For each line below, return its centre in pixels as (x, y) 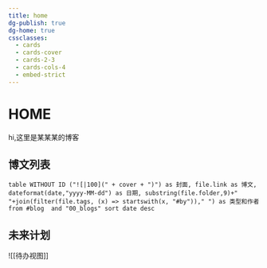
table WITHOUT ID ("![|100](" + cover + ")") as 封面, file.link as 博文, (133, 185)
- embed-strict (41, 75)
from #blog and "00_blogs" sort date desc (82, 209)
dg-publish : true (37, 23)
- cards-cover (39, 52)
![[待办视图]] (29, 256)
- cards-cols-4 (41, 68)
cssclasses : (28, 38)
